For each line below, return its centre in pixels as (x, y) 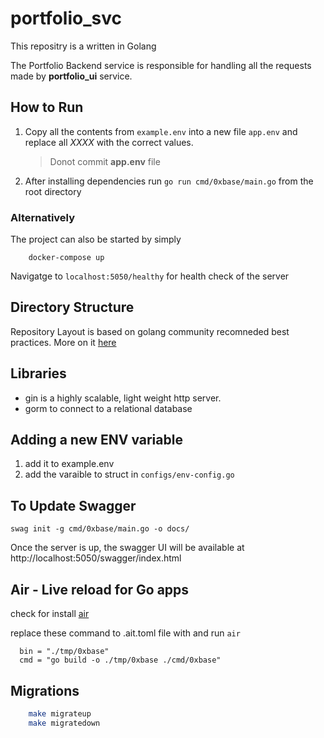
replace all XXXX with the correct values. (109, 142)
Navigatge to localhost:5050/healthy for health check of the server (150, 276)
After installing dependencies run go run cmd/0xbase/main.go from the (169, 181)
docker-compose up (66, 258)
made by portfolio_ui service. (71, 76)
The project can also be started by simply (96, 239)
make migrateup (60, 713)
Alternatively (43, 217)
